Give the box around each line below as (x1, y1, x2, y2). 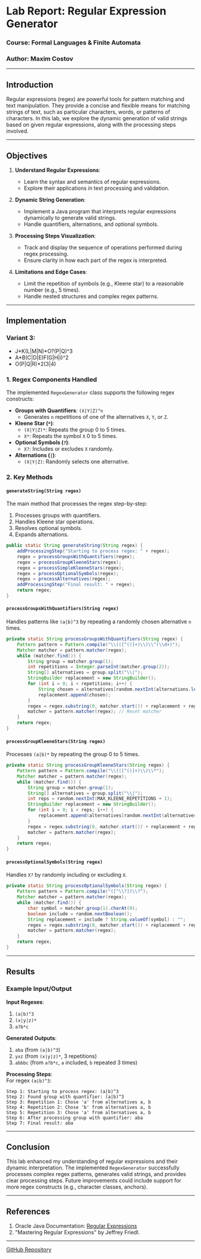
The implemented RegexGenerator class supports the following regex (6, 389, 175, 396)
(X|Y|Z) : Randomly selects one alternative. (23, 458, 130, 465)
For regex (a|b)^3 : (6, 1077, 52, 1084)
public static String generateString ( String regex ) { (6, 543, 144, 549)
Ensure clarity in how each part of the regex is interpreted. (23, 257, 168, 264)
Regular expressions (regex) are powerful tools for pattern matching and (6, 96, 185, 103)
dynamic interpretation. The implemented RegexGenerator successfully (6, 1164, 179, 1171)
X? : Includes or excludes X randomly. (23, 445, 114, 453)
